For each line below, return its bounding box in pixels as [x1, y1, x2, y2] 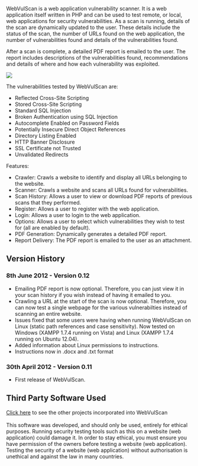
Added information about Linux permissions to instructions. [14, 341, 160, 348]
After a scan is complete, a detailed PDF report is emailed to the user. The [6, 48, 186, 55]
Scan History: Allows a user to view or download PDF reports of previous [14, 193, 193, 200]
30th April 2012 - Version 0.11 [6, 363, 93, 371]
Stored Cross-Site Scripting [14, 101, 82, 108]
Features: [6, 163, 30, 169]
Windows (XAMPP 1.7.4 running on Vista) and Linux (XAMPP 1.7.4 [14, 329, 174, 336]
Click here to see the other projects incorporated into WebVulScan [6, 409, 168, 416]
